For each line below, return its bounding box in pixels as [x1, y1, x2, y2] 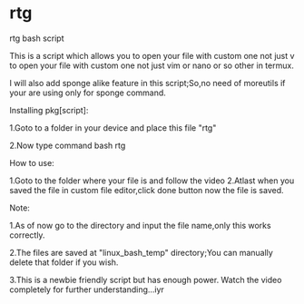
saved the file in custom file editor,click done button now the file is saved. [9, 184, 284, 195]
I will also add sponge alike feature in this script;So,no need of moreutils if [9, 77, 286, 88]
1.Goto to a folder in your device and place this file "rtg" [9, 122, 217, 133]
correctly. [9, 230, 45, 240]
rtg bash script [9, 33, 64, 44]
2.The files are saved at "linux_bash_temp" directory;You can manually [9, 247, 274, 258]
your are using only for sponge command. [9, 87, 166, 98]
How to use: [9, 157, 54, 168]
